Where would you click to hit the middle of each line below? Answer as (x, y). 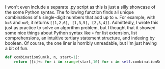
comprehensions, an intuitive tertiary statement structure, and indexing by (80, 38)
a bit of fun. (17, 48)
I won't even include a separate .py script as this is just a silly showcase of (80, 7)
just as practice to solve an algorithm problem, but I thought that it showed (80, 28)
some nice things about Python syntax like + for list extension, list (71, 33)
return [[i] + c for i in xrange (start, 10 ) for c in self (72, 62)
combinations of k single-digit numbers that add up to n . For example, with (80, 17)
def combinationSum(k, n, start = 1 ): (42, 57)
